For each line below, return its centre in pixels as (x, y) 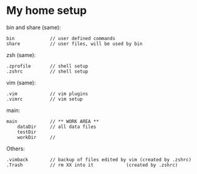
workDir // (36, 137)
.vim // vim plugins (47, 94)
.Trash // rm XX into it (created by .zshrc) (92, 165)
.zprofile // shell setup (47, 66)
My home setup (47, 11)
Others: (16, 149)
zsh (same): (21, 55)
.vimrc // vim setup (45, 99)
